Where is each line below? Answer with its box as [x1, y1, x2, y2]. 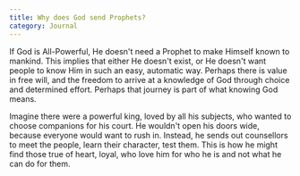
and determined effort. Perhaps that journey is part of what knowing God [9, 84, 279, 95]
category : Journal [9, 21, 78, 30]
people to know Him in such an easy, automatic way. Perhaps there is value [9, 64, 288, 76]
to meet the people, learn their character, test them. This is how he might [9, 139, 278, 150]
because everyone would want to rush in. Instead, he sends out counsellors [9, 130, 288, 140]
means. [9, 93, 38, 104]
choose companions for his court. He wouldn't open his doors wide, [9, 120, 260, 130]
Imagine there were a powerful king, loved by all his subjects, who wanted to [9, 111, 292, 122]
